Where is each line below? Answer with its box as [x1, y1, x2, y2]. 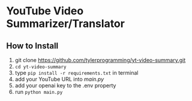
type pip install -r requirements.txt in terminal [14, 69, 139, 76]
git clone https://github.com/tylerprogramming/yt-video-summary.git [14, 57, 186, 63]
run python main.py [14, 88, 63, 95]
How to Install [6, 41, 59, 51]
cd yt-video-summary [14, 64, 67, 70]
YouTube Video [6, 4, 84, 18]
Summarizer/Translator [6, 17, 125, 30]
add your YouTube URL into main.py [14, 76, 104, 82]
